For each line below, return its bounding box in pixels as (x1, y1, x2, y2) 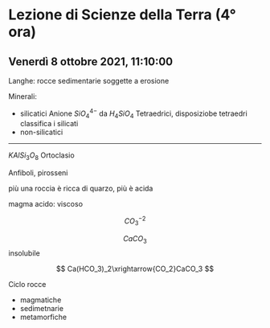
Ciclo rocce (8, 279, 47, 289)
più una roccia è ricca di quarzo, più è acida (8, 183, 153, 194)
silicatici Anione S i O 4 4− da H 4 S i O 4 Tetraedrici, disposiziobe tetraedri (19, 107, 247, 120)
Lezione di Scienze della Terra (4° (8, 6, 237, 24)
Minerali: (8, 92, 38, 101)
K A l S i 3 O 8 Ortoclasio (8, 150, 75, 162)
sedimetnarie (19, 303, 64, 313)
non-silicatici (19, 127, 63, 137)
